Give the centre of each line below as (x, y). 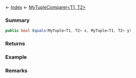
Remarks (16, 70)
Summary (18, 20)
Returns (15, 44)
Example (16, 57)
